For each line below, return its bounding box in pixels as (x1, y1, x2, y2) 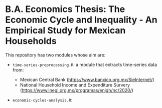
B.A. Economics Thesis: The (5, 3, 125, 15)
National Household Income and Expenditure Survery (20, 81, 130, 88)
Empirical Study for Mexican (5, 25, 126, 36)
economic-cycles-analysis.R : (12, 96, 73, 103)
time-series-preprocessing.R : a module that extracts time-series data (12, 61, 157, 67)
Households (5, 35, 57, 47)
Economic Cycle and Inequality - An (5, 14, 157, 25)
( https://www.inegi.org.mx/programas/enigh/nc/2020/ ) (20, 87, 134, 93)
